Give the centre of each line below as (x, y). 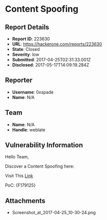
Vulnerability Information (44, 145)
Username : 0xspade (33, 92)
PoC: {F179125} (20, 185)
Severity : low (26, 54)
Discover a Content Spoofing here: (40, 166)
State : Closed (26, 49)
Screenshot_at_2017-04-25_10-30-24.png (54, 213)
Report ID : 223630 (31, 39)
